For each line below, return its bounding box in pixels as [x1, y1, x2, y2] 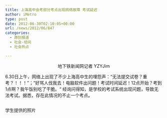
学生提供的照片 [5, 107, 36, 113]
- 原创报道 [9, 35, 29, 40]
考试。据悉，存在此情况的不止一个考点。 [9, 92, 93, 98]
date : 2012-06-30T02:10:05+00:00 [5, 21, 75, 26]
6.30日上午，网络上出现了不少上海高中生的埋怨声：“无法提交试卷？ [5, 73, 143, 80]
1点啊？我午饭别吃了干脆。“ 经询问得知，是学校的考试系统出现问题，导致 [5, 86, 155, 92]
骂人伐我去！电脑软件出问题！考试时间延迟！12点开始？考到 [39, 80, 162, 86]
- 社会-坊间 [9, 40, 31, 45]
